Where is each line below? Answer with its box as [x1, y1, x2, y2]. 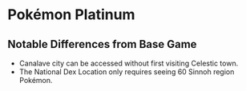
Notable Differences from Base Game [7, 38, 197, 51]
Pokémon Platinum [7, 6, 135, 24]
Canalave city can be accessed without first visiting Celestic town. [18, 58, 239, 68]
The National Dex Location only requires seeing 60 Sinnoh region [18, 67, 235, 77]
